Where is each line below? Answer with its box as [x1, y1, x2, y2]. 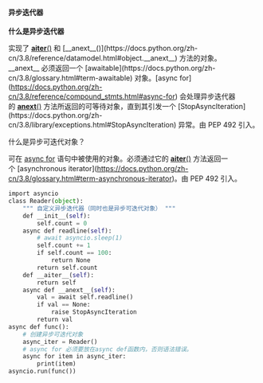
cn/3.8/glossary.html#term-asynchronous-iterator [8, 174, 173, 183]
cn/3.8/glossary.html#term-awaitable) [8, 73, 133, 83]
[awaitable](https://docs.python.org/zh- [84, 64, 216, 73]
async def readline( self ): [22, 227, 112, 235]
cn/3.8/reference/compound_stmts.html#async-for [8, 92, 175, 101]
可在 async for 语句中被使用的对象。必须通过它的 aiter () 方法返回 [8, 154, 222, 163]
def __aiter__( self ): [22, 271, 94, 279]
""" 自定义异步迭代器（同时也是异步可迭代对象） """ [22, 204, 176, 213]
